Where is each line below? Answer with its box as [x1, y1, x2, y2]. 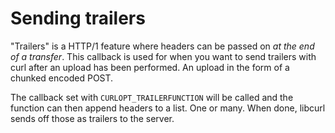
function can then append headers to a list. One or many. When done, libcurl [10, 102, 326, 114]
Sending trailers [10, 7, 146, 30]
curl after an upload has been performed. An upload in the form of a [10, 61, 290, 73]
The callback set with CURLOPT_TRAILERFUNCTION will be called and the [10, 91, 294, 103]
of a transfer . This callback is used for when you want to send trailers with [10, 50, 317, 62]
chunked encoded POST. [10, 72, 114, 84]
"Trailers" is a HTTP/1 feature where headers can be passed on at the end [10, 40, 315, 52]
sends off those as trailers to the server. [10, 112, 175, 124]
